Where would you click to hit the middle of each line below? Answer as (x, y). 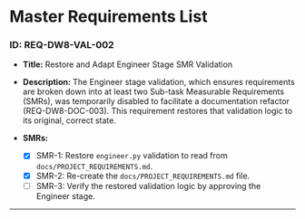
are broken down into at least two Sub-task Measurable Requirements (153, 91)
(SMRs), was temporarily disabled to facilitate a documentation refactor (156, 101)
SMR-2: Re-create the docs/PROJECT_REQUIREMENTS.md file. (143, 176)
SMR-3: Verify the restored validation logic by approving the (148, 186)
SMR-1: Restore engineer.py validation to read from (132, 156)
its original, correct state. (69, 120)
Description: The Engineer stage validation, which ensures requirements (158, 82)
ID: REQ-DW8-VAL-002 (62, 45)
